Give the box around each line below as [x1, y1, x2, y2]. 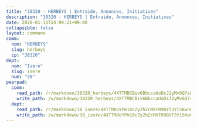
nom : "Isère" [11, 63, 43, 69]
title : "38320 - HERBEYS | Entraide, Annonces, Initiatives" [6, 8, 159, 15]
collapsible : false [6, 25, 54, 31]
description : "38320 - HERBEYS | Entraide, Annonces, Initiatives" [6, 14, 175, 20]
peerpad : [6, 80, 28, 85]
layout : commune [6, 30, 46, 36]
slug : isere [11, 68, 41, 74]
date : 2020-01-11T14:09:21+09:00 [6, 19, 88, 25]
